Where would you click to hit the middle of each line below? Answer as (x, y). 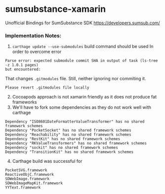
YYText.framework (23, 188)
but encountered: (23, 70)
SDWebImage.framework (27, 179)
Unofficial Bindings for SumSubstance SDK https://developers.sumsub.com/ (83, 23)
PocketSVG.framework (26, 170)
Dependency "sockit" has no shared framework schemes (62, 148)
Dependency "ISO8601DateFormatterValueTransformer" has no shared (75, 122)
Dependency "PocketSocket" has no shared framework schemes (68, 130)
